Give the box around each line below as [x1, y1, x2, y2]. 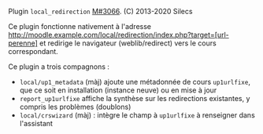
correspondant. [8, 47, 59, 56]
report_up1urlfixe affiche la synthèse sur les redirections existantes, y [19, 94, 250, 103]
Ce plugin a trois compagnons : [8, 62, 110, 71]
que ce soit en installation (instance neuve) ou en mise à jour [19, 85, 217, 95]
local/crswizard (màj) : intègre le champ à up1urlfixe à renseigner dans [19, 110, 256, 120]
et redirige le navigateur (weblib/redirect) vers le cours [39, 38, 217, 48]
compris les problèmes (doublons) [19, 102, 131, 111]
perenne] [8, 38, 38, 48]
